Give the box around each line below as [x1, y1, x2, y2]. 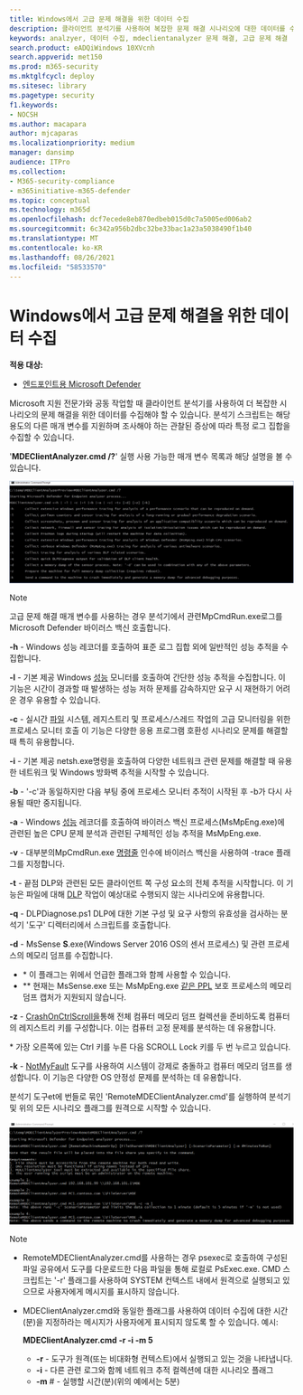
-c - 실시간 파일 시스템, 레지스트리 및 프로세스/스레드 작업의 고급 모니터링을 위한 [9, 713, 291, 724]
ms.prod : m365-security [9, 62, 99, 71]
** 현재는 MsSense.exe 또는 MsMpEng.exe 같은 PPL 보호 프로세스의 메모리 [22, 980, 292, 991]
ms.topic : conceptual [9, 195, 91, 205]
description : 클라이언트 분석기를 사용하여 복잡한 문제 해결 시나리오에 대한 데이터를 [9, 24, 286, 33]
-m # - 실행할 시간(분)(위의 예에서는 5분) [35, 1375, 180, 1387]
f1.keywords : [9, 100, 59, 109]
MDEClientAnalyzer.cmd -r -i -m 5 [22, 1334, 153, 1345]
